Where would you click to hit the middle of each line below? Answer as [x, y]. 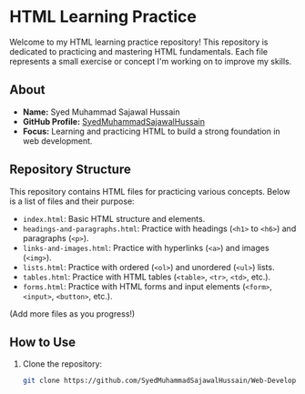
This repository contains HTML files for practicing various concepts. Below [150, 191]
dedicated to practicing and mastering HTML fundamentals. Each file [139, 51]
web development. [57, 141]
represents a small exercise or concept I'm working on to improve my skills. [151, 61]
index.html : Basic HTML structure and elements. [114, 218]
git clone [41, 381]
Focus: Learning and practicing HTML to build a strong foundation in [151, 131]
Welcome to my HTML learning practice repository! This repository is [139, 42]
